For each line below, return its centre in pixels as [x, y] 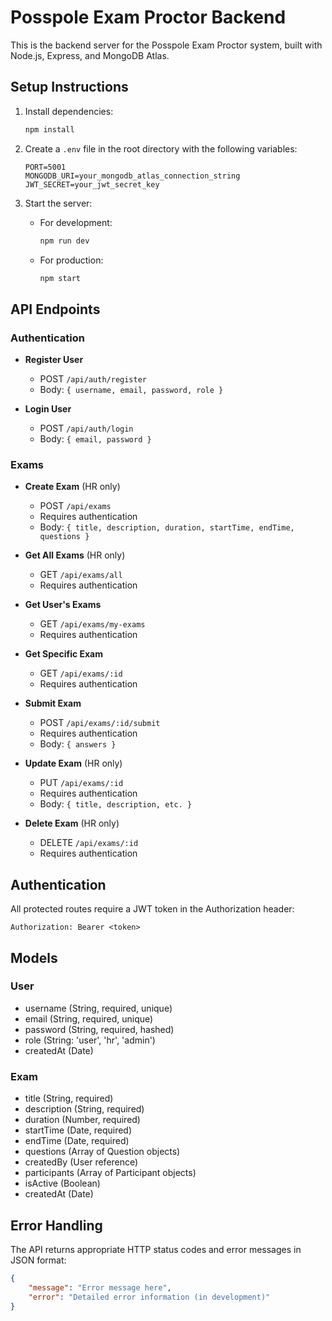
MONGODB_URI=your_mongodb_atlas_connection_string [132, 176]
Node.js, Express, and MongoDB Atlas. [90, 55]
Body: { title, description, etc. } [116, 804]
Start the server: [58, 203]
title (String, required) [69, 1098]
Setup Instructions [69, 87]
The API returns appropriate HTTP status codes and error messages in [156, 1249]
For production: [71, 260]
